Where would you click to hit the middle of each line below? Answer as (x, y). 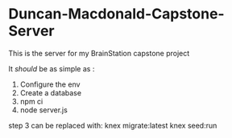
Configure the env (50, 84)
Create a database (51, 92)
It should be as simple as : (52, 68)
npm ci (31, 101)
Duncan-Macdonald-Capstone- (116, 14)
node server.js (44, 110)
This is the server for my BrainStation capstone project (99, 53)
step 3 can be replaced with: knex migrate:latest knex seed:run (113, 125)
